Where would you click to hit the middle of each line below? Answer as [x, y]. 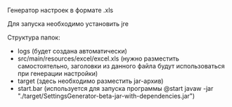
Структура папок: [34, 37]
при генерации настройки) [58, 74]
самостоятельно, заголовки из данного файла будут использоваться [121, 66]
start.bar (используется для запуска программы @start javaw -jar [115, 88]
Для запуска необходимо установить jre [68, 24]
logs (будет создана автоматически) [72, 51]
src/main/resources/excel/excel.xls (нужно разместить [98, 58]
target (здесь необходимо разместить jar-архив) [90, 81]
